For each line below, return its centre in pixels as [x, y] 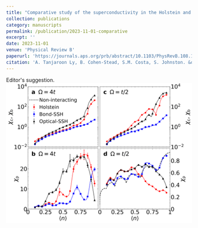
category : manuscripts [34, 25]
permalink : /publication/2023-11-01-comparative [67, 31]
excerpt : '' [21, 38]
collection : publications [38, 19]
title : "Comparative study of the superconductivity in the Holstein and [99, 12]
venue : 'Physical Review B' [41, 50]
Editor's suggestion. [30, 80]
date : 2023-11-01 [27, 44]
